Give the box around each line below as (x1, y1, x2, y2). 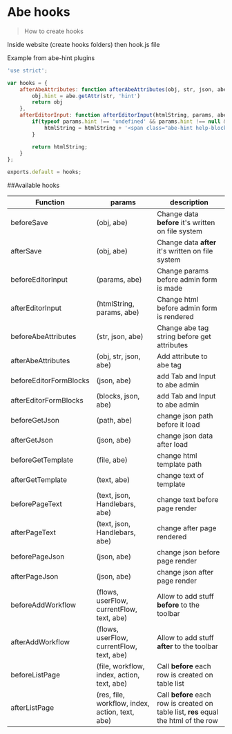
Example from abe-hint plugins (7, 53, 95, 62)
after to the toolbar (156, 641, 219, 651)
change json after (156, 568, 214, 577)
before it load (156, 420, 200, 429)
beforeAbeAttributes (10, 332, 77, 342)
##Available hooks (7, 181, 60, 190)
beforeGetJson (10, 416, 60, 425)
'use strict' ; (7, 67, 48, 74)
